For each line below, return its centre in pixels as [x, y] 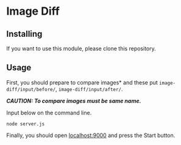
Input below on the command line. [49, 113]
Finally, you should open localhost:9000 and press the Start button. [91, 135]
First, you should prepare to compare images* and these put [82, 82]
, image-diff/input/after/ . [89, 89]
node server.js [26, 124]
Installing [24, 34]
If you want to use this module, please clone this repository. [81, 48]
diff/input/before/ [31, 89]
